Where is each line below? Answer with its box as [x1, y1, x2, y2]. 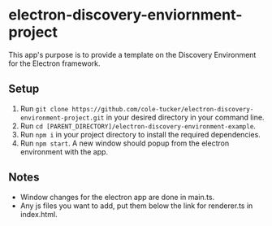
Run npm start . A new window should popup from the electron [19, 138, 230, 148]
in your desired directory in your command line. [106, 112, 265, 122]
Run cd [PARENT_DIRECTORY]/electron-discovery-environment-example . [19, 120, 256, 131]
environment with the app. [19, 146, 108, 156]
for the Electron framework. [8, 59, 101, 68]
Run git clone [19, 103, 69, 113]
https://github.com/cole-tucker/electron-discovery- [71, 105, 254, 113]
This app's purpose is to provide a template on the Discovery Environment [8, 50, 257, 59]
